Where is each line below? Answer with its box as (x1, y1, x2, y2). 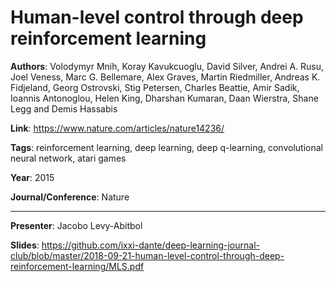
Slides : (10, 239, 40, 251)
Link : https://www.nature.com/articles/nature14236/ (10, 122, 225, 134)
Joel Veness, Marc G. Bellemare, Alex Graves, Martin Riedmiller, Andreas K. (10, 71, 321, 83)
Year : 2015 (10, 171, 55, 183)
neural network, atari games (10, 152, 127, 164)
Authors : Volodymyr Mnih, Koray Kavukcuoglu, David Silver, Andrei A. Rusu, (10, 60, 325, 72)
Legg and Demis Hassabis (10, 102, 118, 115)
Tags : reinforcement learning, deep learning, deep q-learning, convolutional (10, 141, 323, 153)
